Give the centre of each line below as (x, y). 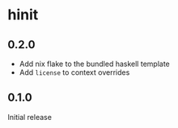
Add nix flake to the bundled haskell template (95, 64)
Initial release (30, 117)
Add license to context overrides (74, 72)
